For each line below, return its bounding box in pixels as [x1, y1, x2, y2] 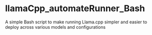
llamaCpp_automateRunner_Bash [5, 3, 145, 14]
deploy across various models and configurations [5, 24, 106, 30]
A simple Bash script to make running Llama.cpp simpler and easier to [5, 19, 147, 25]
